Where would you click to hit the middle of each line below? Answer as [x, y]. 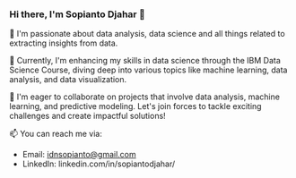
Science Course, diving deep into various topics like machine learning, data [148, 70]
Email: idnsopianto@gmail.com [79, 155]
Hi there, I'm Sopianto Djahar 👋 [77, 14]
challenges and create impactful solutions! [87, 116]
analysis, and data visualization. [68, 80]
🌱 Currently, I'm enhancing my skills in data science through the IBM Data [145, 61]
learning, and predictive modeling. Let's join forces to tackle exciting [135, 106]
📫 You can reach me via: [56, 134]
